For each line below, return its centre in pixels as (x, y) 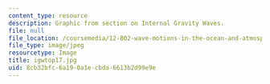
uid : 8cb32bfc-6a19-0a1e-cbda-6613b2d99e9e (82, 68)
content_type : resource (48, 16)
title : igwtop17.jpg (43, 61)
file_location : (34, 38)
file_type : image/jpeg (46, 46)
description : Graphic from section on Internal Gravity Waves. (117, 23)
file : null (27, 30)
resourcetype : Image (43, 53)
